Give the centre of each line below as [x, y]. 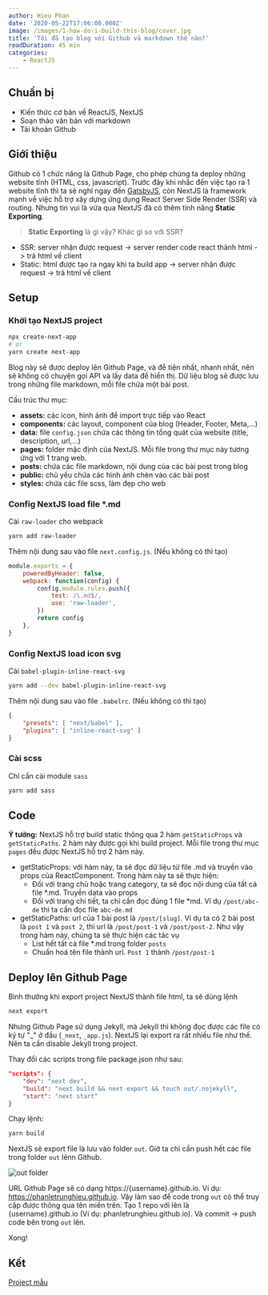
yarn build [26, 1133]
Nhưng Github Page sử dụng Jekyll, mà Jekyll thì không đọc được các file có [134, 1027]
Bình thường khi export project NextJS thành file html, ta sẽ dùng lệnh [123, 996]
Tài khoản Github [48, 129]
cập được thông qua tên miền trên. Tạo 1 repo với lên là [99, 1205]
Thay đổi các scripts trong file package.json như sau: [96, 1059]
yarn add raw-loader [43, 536]
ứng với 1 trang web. [53, 458]
